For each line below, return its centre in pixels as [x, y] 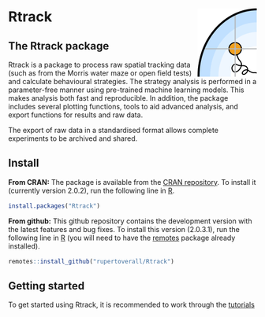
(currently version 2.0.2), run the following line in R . [91, 190]
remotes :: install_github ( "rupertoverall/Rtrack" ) [91, 261]
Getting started [47, 286]
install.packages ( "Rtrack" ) [54, 206]
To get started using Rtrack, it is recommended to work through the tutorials [131, 305]
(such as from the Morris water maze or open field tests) [100, 73]
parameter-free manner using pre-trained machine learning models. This [126, 90]
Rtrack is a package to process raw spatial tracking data [99, 65]
